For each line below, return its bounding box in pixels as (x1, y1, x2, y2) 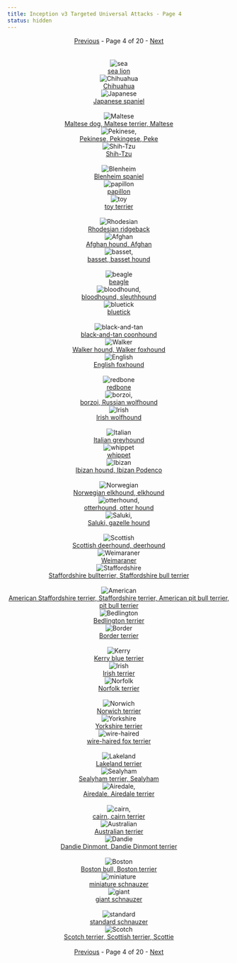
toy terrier (104, 202, 134, 210)
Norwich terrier (96, 706, 141, 715)
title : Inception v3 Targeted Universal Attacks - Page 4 (7, 10, 182, 18)
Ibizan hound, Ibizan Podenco (75, 466, 163, 474)
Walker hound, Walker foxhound (71, 345, 166, 354)
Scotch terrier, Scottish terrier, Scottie (63, 933, 175, 941)
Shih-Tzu (105, 150, 132, 158)
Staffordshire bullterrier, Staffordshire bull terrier (48, 571, 190, 580)
